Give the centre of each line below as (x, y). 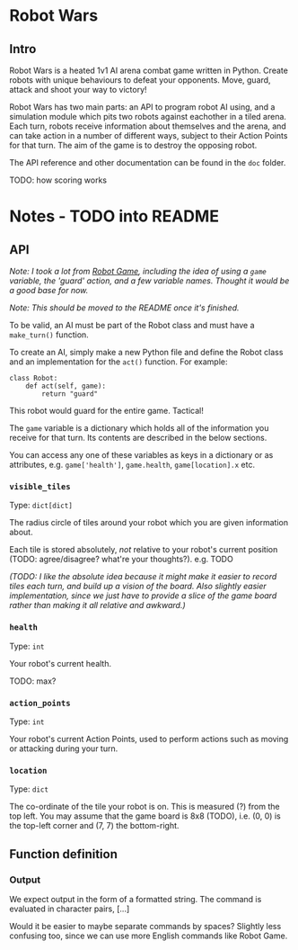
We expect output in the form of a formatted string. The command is (136, 899)
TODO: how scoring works (58, 180)
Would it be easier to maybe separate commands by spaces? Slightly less (145, 926)
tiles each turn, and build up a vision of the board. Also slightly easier (138, 587)
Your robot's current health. (61, 663)
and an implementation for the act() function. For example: (118, 362)
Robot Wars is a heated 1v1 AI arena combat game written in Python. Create (149, 70)
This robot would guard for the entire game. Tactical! (106, 411)
